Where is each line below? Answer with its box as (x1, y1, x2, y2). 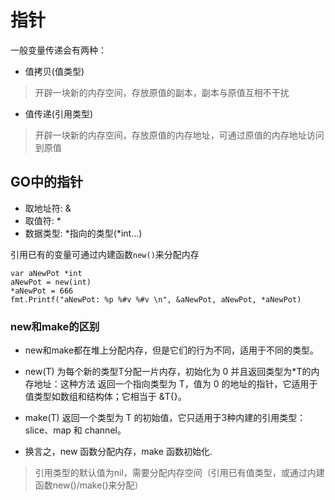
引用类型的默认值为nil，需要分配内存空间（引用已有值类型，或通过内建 (34, 467, 325, 479)
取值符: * (24, 214, 62, 226)
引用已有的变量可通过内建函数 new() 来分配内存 (10, 248, 200, 260)
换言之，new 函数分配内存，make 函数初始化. (24, 446, 213, 458)
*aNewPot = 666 (10, 286, 74, 296)
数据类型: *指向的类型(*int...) (24, 227, 143, 239)
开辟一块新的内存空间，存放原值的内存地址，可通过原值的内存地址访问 (34, 129, 325, 141)
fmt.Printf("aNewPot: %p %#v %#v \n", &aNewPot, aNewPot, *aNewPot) (10, 294, 302, 305)
